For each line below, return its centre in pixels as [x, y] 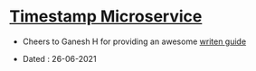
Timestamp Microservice [106, 17]
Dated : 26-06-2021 [59, 58]
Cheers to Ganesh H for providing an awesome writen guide [134, 41]
